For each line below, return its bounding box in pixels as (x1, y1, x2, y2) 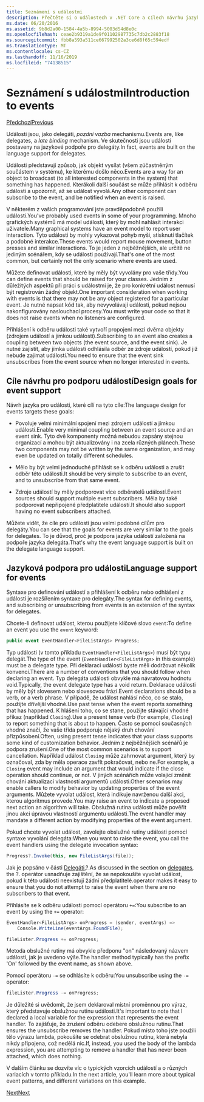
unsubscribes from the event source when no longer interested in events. (6, 358, 190, 366)
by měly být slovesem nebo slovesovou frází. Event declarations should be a (6, 687, 196, 695)
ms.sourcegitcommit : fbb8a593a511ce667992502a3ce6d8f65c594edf (6, 37, 170, 43)
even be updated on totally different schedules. (15, 452, 134, 459)
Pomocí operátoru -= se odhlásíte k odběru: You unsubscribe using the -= (6, 972, 189, 979)
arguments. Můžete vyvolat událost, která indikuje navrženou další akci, (6, 791, 185, 798)
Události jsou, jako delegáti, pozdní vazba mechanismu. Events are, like (6, 131, 184, 138)
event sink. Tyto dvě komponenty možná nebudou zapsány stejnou (15, 432, 183, 440)
